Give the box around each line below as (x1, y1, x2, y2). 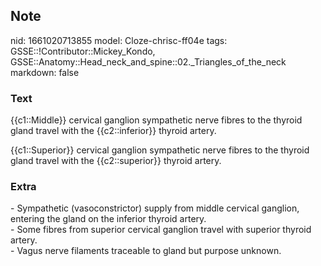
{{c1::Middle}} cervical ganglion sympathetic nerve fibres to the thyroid (10, 114, 303, 126)
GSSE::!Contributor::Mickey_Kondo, (10, 45, 156, 57)
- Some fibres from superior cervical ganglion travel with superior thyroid (10, 224, 312, 236)
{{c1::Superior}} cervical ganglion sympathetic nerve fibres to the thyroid (10, 144, 310, 156)
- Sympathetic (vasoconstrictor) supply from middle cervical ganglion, (10, 202, 300, 214)
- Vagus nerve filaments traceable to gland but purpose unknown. (10, 245, 282, 257)
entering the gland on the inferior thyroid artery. (10, 213, 207, 225)
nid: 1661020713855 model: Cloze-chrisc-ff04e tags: (10, 34, 228, 46)
